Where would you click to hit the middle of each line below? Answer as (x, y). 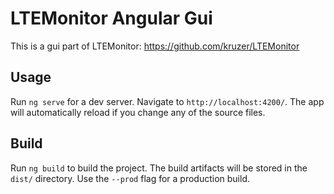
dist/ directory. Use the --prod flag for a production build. (130, 178)
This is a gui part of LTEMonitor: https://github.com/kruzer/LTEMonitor (155, 46)
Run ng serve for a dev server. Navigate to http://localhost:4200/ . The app (167, 101)
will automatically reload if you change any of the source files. (138, 112)
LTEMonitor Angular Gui (111, 18)
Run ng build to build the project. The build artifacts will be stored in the (159, 168)
